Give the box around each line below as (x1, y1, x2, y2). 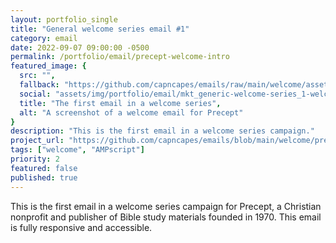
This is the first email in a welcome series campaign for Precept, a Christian (10, 200, 322, 212)
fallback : (19, 80, 60, 90)
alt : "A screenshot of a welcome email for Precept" (19, 107, 244, 118)
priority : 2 (10, 154, 60, 164)
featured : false (10, 163, 78, 173)
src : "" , (19, 71, 56, 81)
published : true (10, 172, 78, 183)
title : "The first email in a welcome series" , (19, 98, 222, 108)
